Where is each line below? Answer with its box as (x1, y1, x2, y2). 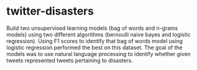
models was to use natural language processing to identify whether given (6, 50, 191, 57)
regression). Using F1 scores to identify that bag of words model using (6, 37, 183, 44)
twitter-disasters (6, 4, 94, 18)
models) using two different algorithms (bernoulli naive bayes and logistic (6, 30, 191, 38)
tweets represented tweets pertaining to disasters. (6, 57, 133, 64)
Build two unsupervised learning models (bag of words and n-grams (6, 24, 178, 32)
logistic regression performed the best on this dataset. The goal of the (6, 44, 183, 51)
